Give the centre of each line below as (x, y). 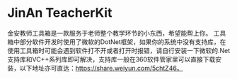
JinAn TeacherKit (60, 13)
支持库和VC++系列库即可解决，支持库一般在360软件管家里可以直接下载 (111, 59)
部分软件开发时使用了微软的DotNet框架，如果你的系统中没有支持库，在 (123, 42)
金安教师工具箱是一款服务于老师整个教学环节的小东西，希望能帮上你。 (110, 33)
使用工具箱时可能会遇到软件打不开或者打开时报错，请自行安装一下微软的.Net (119, 50)
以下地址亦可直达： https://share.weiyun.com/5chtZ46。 (101, 68)
